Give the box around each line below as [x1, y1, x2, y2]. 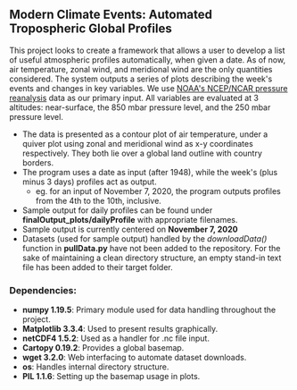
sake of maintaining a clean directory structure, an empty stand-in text [21, 252, 282, 263]
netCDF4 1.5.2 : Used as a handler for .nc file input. [21, 333, 210, 343]
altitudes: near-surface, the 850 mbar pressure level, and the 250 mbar [9, 102, 271, 113]
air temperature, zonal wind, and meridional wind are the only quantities [9, 64, 273, 74]
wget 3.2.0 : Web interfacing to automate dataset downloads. [21, 352, 247, 363]
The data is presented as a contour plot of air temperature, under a [21, 129, 268, 140]
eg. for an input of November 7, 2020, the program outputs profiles [35, 185, 281, 196]
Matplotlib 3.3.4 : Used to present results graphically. [21, 324, 219, 335]
